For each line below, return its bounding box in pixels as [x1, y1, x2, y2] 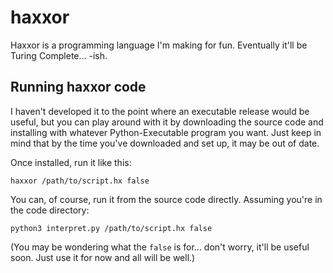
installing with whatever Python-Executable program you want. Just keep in [10, 126, 322, 138]
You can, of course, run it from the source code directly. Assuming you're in [10, 193, 323, 205]
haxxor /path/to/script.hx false [10, 176, 150, 186]
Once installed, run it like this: [10, 156, 132, 168]
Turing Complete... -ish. [10, 49, 108, 61]
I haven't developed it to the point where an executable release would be [10, 105, 310, 117]
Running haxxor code [10, 79, 147, 96]
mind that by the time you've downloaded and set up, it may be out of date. [10, 137, 320, 149]
